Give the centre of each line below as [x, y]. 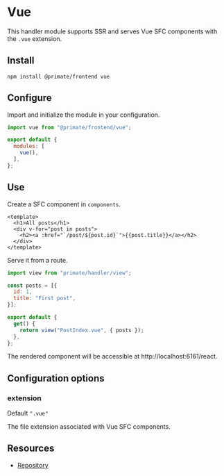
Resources [31, 449]
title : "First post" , [45, 298]
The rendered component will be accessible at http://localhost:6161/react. [112, 356]
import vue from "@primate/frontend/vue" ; [69, 127]
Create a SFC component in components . [64, 204]
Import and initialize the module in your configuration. [84, 115]
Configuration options [56, 378]
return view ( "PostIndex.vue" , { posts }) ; [82, 330]
